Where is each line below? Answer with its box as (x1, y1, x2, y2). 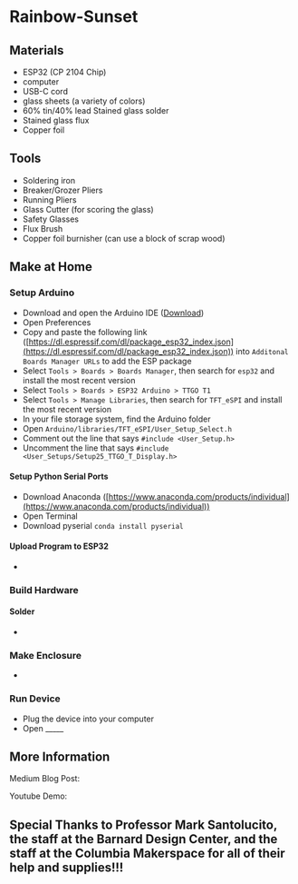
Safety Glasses (22, 214, 80, 224)
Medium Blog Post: (9, 773, 80, 784)
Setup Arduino (9, 286, 75, 299)
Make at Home (9, 259, 93, 274)
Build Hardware (9, 583, 79, 596)
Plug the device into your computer (22, 713, 155, 724)
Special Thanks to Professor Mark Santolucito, (9, 817, 278, 832)
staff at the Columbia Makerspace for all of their (9, 845, 285, 860)
